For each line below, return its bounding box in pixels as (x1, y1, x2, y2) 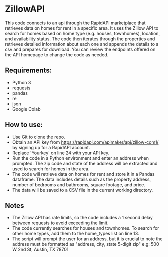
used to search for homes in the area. (12, 166, 90, 172)
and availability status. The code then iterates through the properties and (5, 36, 155, 42)
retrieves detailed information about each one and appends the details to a (5, 41, 159, 47)
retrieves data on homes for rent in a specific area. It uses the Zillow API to (5, 25, 159, 31)
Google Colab (12, 106, 41, 112)
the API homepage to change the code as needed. (5, 51, 109, 58)
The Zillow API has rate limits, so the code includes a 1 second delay (12, 215, 153, 221)
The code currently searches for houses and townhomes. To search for (12, 225, 159, 231)
